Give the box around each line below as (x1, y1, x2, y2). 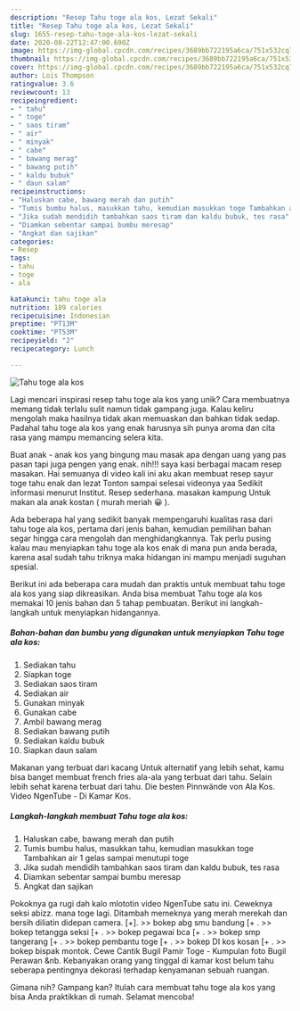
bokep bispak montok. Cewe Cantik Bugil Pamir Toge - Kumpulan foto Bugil (10, 945, 287, 956)
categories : (10, 237, 54, 246)
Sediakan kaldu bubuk (22, 735, 105, 746)
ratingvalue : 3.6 (10, 79, 75, 88)
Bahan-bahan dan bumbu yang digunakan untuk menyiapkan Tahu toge (10, 627, 285, 638)
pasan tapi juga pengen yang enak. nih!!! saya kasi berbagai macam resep (10, 459, 282, 469)
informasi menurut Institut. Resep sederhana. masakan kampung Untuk (10, 487, 271, 498)
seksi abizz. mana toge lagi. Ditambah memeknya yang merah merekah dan (10, 907, 288, 918)
